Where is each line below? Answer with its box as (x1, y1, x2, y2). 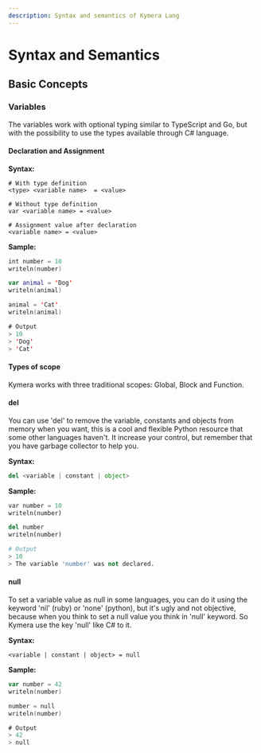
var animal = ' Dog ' (8, 279, 73, 287)
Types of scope (8, 362, 61, 372)
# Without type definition (8, 200, 98, 208)
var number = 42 (8, 681, 62, 689)
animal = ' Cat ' (8, 301, 59, 309)
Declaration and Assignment (8, 146, 105, 156)
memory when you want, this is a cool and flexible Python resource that (8, 423, 243, 434)
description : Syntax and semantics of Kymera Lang (8, 11, 180, 20)
